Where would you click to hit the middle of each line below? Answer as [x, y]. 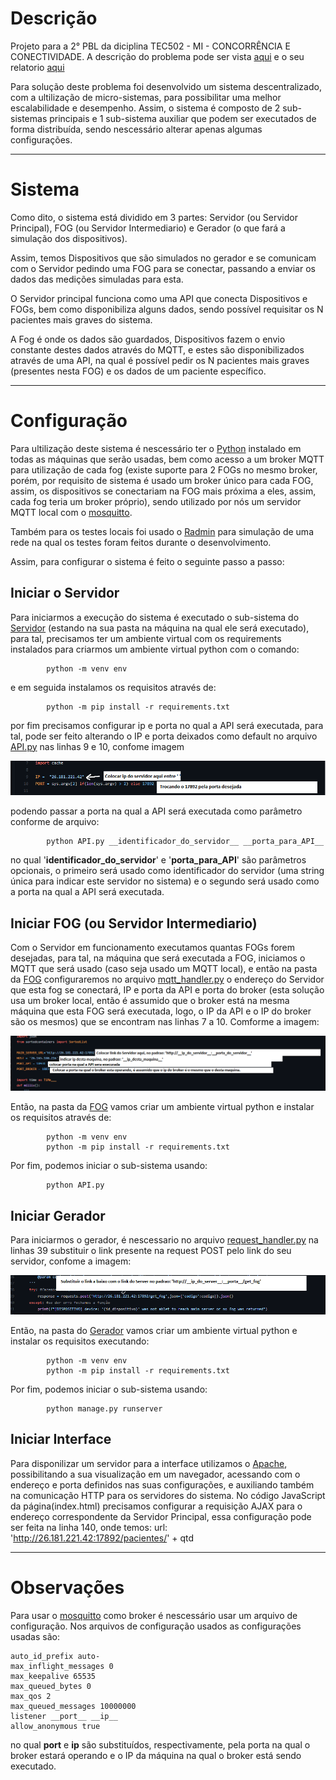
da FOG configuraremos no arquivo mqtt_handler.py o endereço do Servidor [167, 979]
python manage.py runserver [104, 1409]
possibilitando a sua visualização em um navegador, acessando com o [155, 1474]
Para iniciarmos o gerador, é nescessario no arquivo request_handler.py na [164, 1240]
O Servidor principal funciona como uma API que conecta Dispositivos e [159, 298]
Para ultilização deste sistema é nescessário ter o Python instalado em [156, 448]
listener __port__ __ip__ [64, 1716]
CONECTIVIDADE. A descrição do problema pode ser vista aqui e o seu [157, 56]
